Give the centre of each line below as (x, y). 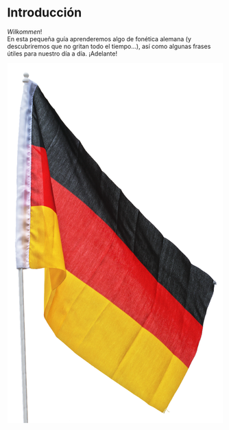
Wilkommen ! (25, 32)
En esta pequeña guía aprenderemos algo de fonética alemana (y (99, 38)
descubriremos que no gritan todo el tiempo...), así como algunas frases (109, 46)
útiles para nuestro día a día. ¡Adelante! (62, 54)
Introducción (45, 13)
